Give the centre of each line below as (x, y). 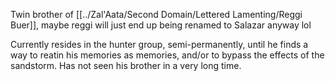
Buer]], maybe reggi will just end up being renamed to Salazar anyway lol (161, 25)
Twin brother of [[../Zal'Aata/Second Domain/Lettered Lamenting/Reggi (156, 14)
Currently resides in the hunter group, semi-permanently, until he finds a (159, 44)
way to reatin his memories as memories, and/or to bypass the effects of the (167, 55)
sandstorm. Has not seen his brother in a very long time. (126, 65)
